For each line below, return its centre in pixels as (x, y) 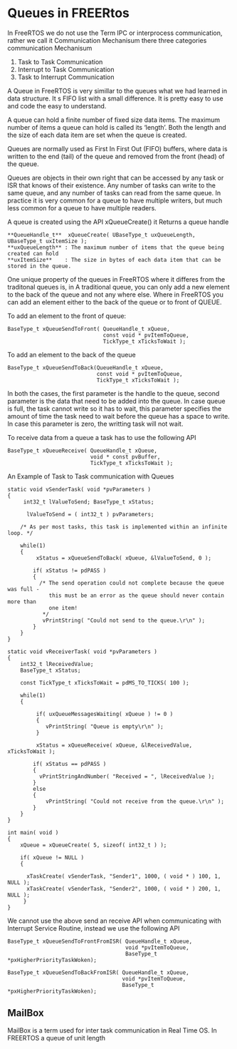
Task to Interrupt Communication (66, 77)
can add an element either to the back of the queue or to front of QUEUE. (115, 302)
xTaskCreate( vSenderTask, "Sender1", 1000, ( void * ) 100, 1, (123, 876)
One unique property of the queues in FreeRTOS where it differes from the (116, 279)
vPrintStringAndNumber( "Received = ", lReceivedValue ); (127, 776)
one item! (63, 608)
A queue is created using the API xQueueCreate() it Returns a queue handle (118, 222)
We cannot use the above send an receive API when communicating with (115, 921)
